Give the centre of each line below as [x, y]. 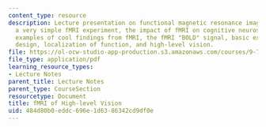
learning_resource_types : [51, 67]
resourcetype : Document [47, 96]
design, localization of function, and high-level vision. [115, 45]
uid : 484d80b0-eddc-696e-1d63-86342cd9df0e [81, 111]
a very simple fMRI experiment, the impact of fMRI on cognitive [125, 30]
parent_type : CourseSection [55, 89]
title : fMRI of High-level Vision [65, 103]
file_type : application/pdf [55, 60]
